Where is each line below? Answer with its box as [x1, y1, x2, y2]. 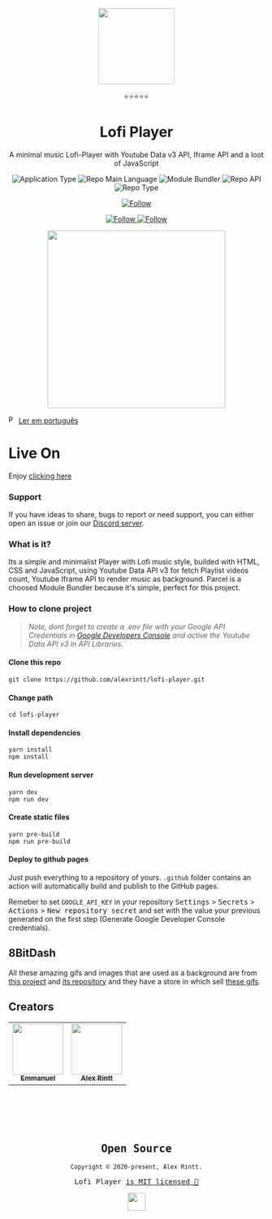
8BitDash [8, 946, 57, 960]
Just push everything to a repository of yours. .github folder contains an [8, 872, 252, 882]
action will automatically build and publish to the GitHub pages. [8, 881, 219, 891]
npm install [8, 753, 49, 761]
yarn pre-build [8, 830, 60, 838]
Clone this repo [8, 658, 62, 668]
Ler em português [18, 415, 79, 426]
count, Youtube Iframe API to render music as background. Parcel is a [8, 574, 242, 584]
